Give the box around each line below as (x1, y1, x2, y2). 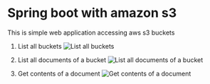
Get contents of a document (17, 69, 101, 78)
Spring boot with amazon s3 (7, 5, 177, 21)
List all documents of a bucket (17, 55, 107, 64)
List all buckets (17, 42, 62, 50)
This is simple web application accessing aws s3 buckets (7, 28, 175, 37)
